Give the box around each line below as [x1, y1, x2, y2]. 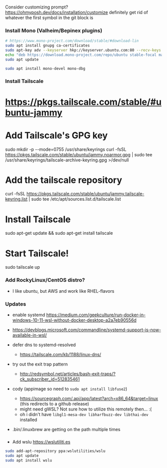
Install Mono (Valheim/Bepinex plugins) [5, 27, 103, 34]
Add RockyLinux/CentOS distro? [5, 277, 85, 284]
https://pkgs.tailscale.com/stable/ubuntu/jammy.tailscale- [26, 191, 145, 197]
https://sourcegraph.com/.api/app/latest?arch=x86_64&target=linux [19, 395, 158, 401]
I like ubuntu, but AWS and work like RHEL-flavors [12, 288, 114, 294]
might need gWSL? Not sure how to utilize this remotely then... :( [19, 406, 152, 412]
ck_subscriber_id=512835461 [19, 376, 80, 382]
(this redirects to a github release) [19, 401, 89, 407]
